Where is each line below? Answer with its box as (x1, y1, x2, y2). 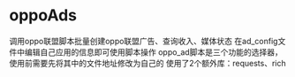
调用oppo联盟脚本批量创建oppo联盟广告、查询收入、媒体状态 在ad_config (9, 35, 278, 46)
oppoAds (9, 5, 78, 26)
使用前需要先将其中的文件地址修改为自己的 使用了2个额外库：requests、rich (9, 58, 286, 68)
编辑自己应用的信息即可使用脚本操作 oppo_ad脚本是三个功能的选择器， (24, 46, 283, 58)
